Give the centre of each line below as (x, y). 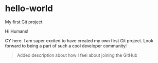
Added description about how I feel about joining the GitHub (77, 55)
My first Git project (24, 22)
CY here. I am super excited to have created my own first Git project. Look (79, 40)
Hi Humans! (17, 31)
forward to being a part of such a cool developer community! (66, 46)
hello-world (29, 8)
